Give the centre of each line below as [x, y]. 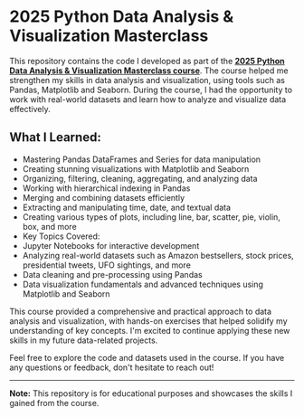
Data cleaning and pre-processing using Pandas [112, 274]
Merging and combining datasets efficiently [104, 197]
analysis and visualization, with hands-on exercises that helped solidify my [148, 321]
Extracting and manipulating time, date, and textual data [127, 207]
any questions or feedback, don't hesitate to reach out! [112, 367]
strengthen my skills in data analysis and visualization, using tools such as [147, 80]
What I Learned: [55, 137]
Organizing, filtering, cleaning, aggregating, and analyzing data [140, 178]
